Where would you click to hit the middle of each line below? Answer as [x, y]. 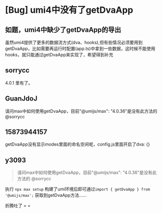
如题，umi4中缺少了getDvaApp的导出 [63, 30]
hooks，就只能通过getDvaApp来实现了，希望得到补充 [59, 55]
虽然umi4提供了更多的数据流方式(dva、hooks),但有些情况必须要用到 [74, 42]
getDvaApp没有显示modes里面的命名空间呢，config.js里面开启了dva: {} [78, 144]
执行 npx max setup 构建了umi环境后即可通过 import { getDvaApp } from [78, 189]
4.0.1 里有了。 [19, 83]
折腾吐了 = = [18, 206]
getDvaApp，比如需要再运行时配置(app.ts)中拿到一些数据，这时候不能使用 [80, 49]
